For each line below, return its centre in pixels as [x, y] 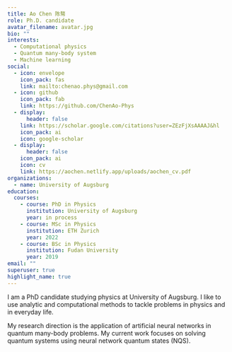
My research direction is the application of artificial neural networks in [109, 325]
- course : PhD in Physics [58, 205]
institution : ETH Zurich [63, 230]
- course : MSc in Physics [58, 224]
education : [23, 192]
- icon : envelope [39, 73]
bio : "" [19, 34]
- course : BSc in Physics [58, 244]
